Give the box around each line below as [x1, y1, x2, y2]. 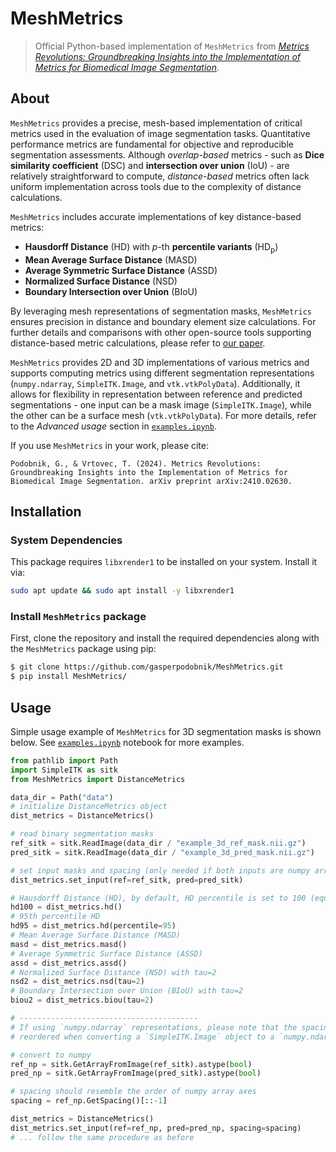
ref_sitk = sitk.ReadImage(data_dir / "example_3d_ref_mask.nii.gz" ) [10, 838, 307, 849]
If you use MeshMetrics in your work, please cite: [10, 439, 210, 451]
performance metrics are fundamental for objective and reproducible [10, 138, 294, 150]
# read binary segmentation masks [10, 829, 155, 839]
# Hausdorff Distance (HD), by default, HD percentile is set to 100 [10, 893, 307, 903]
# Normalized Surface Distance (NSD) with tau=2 [10, 967, 217, 977]
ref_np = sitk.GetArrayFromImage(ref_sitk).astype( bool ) [10, 1059, 253, 1069]
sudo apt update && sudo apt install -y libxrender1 [10, 586, 235, 596]
